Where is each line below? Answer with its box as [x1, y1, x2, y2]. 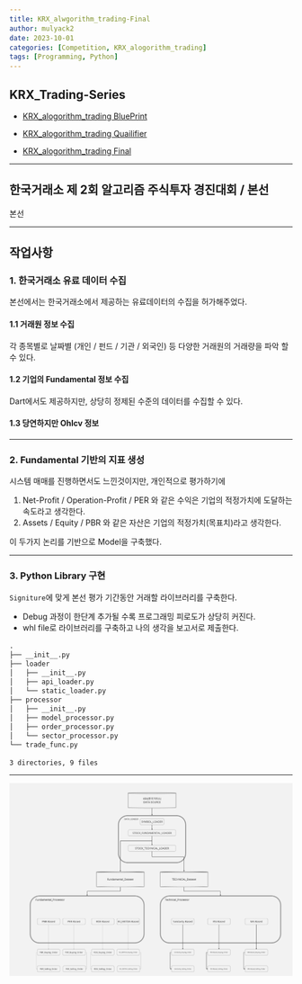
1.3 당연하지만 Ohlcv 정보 [9, 418, 100, 429]
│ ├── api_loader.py [9, 677, 94, 686]
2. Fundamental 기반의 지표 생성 [9, 453, 146, 466]
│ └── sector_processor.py [9, 731, 119, 740]
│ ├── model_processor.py [9, 713, 115, 722]
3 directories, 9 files [9, 758, 99, 767]
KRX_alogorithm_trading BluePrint [22, 111, 148, 121]
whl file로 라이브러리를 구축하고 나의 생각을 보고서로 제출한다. [22, 622, 239, 633]
